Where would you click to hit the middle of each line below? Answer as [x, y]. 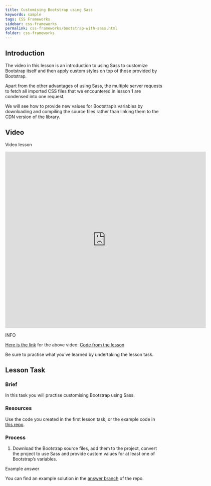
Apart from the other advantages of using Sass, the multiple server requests [84, 86]
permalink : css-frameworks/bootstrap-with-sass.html [61, 29]
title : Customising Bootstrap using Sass [49, 10]
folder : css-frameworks [30, 33]
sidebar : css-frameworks [31, 24]
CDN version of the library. [33, 117]
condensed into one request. [35, 96]
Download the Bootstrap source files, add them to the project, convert [84, 448]
